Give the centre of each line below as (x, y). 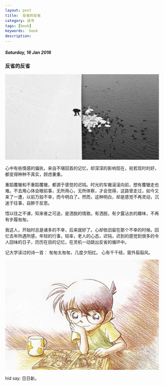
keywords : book (21, 31)
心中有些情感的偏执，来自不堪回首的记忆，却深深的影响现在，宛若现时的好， (82, 168)
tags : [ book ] (18, 26)
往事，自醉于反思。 (33, 203)
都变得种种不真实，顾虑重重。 (35, 174)
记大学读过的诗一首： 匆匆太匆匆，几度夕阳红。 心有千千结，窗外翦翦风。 (79, 252)
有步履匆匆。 (18, 219)
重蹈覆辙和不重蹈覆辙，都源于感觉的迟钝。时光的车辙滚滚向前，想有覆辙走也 (82, 184)
